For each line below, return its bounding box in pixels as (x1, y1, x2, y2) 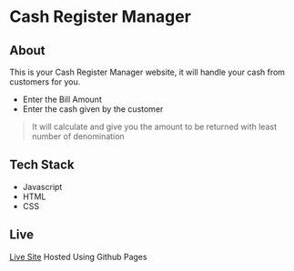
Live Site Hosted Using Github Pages (9, 251, 147, 262)
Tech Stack (9, 157, 75, 173)
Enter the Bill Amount (22, 94, 102, 105)
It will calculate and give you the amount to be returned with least (31, 121, 278, 132)
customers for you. (9, 76, 81, 87)
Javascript (22, 181, 63, 192)
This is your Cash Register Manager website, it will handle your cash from (9, 66, 285, 77)
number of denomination (31, 131, 125, 142)
